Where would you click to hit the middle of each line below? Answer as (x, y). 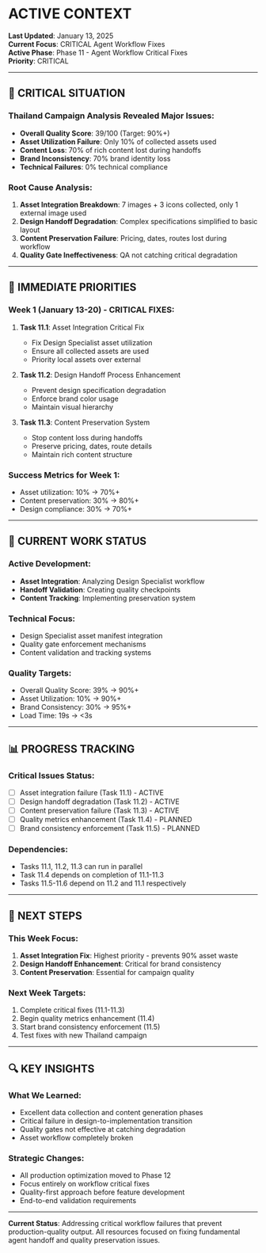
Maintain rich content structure (82, 454)
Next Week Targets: (47, 993)
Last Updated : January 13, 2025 (61, 36)
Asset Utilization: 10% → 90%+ (70, 699)
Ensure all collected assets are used (90, 351)
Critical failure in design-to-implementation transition (106, 1121)
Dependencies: (38, 850)
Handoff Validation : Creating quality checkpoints (100, 589)
